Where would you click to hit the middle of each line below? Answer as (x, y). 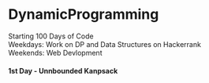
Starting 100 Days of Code (51, 36)
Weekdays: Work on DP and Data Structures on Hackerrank (104, 44)
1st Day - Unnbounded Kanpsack (63, 70)
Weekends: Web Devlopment (55, 52)
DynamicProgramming (84, 14)
